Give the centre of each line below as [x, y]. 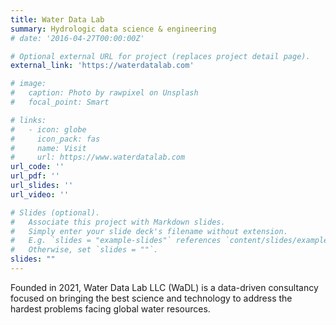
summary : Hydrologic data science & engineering [113, 29]
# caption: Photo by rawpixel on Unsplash [104, 93]
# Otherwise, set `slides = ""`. [84, 250]
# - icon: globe [48, 129]
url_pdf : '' [35, 176]
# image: [28, 84]
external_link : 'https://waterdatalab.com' [102, 66]
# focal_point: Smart [60, 102]
